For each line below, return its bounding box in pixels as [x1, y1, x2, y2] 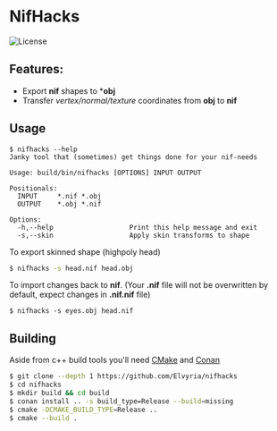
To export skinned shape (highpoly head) [9, 246, 161, 257]
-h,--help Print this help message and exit [17, 223, 257, 232]
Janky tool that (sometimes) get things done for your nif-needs [9, 152, 257, 162]
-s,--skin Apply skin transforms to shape [17, 231, 250, 240]
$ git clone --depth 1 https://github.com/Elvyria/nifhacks [9, 372, 239, 381]
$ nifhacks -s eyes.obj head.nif [9, 307, 134, 316]
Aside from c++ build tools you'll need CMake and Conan [9, 355, 221, 366]
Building [9, 331, 56, 346]
